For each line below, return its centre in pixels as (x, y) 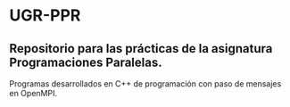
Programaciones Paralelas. (86, 62)
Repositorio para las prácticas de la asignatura (141, 49)
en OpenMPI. (33, 93)
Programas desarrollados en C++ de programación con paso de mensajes (145, 84)
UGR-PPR (45, 16)
